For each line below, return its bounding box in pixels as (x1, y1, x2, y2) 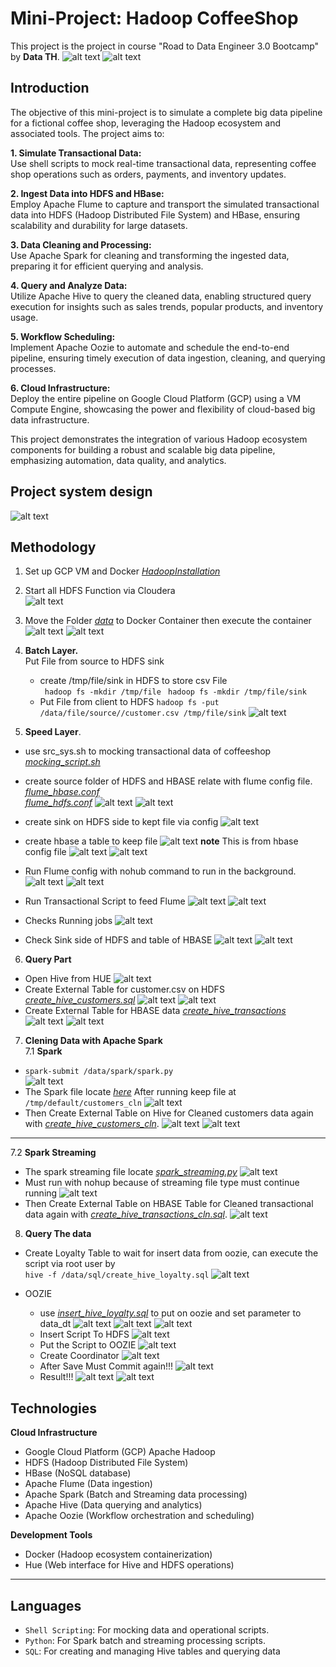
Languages (10, 1597, 82, 1614)
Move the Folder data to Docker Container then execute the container (24, 615, 312, 627)
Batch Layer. (24, 645, 79, 657)
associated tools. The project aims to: (10, 127, 165, 139)
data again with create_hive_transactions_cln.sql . (24, 1208, 228, 1221)
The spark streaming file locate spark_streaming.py (24, 1166, 238, 1178)
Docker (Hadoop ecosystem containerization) (24, 1548, 213, 1561)
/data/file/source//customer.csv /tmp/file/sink (39, 708, 247, 719)
